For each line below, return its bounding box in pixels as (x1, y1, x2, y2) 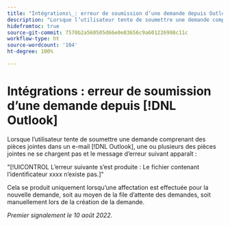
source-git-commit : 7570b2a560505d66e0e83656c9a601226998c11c (7, 29, 188, 36)
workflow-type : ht (7, 36, 60, 42)
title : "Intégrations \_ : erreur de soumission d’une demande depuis (7, 10, 207, 17)
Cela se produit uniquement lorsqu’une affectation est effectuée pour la (7, 183, 209, 191)
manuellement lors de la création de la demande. (7, 197, 145, 206)
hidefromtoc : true (7, 23, 60, 29)
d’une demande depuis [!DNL (7, 98, 177, 113)
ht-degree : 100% (7, 48, 53, 55)
